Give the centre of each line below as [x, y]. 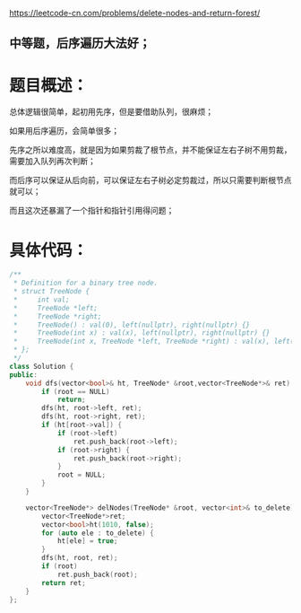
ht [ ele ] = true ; [87, 541]
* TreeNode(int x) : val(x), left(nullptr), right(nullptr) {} [142, 333]
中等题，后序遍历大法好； [80, 44]
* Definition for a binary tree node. [86, 283]
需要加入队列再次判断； [52, 162]
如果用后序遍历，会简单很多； [64, 131]
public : [24, 375]
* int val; [41, 300]
